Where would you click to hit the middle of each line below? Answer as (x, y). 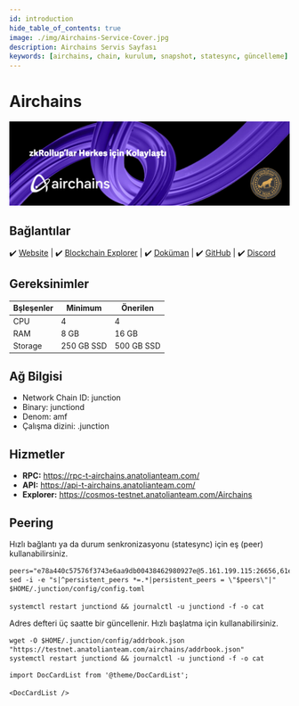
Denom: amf (45, 417)
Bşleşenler (33, 308)
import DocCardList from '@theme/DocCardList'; (99, 675)
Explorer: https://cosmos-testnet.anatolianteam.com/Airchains (137, 495)
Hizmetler (37, 454)
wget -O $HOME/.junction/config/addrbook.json (97, 640)
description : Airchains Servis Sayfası (83, 47)
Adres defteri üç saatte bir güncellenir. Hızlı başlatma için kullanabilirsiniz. (144, 623)
